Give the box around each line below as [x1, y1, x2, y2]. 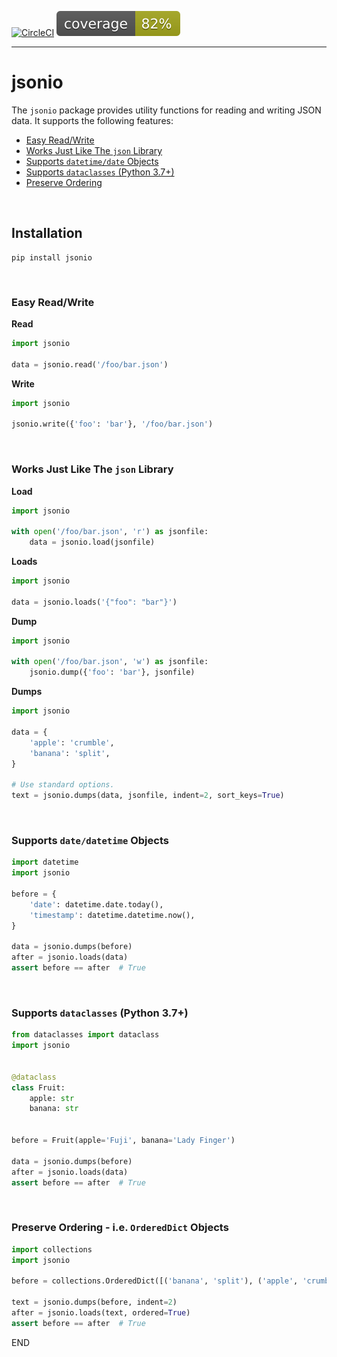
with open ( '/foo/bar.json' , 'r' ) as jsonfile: [11, 527, 209, 537]
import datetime [11, 857, 79, 868]
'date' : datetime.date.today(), [29, 899, 164, 910]
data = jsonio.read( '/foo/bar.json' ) [11, 359, 169, 370]
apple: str [29, 1093, 75, 1103]
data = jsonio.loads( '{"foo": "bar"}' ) [11, 597, 178, 607]
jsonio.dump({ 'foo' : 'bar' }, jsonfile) [29, 667, 196, 678]
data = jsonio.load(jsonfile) [29, 537, 156, 548]
